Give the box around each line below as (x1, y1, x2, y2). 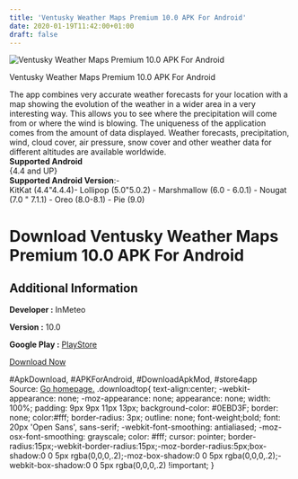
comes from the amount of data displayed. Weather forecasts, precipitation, (9, 128, 290, 138)
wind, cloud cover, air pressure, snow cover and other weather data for (9, 137, 272, 148)
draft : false (9, 30, 58, 39)
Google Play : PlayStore (9, 339, 97, 350)
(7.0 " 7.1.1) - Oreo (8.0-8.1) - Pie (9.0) (9, 194, 145, 205)
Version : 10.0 (9, 322, 61, 333)
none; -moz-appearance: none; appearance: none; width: (57, 393, 271, 404)
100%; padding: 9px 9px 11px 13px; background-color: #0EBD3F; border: (9, 403, 279, 413)
